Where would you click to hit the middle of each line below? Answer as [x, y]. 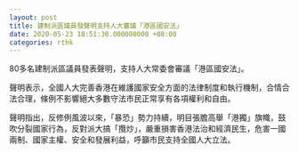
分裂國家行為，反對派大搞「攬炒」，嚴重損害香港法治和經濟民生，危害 [143, 129]
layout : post [33, 17]
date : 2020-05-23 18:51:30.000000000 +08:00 [93, 34]
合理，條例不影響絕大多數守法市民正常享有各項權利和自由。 [126, 99]
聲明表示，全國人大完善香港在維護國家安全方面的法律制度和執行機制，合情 [145, 88]
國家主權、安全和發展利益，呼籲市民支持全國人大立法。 [134, 140]
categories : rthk [41, 42]
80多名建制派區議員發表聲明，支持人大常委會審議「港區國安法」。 [129, 68]
